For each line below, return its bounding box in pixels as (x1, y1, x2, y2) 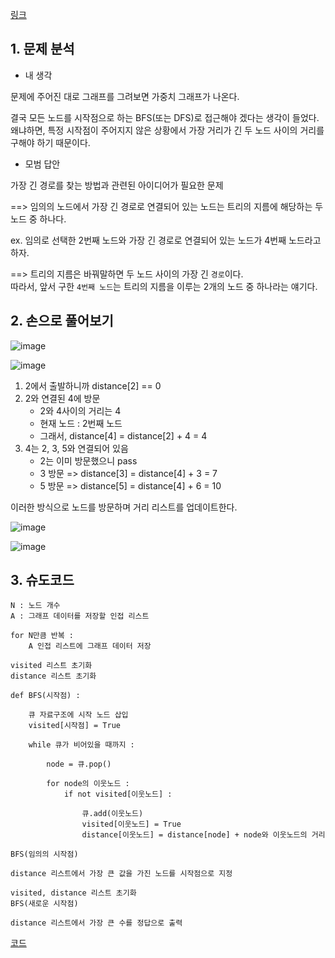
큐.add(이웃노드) (81, 809, 144, 819)
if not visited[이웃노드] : (63, 789, 173, 800)
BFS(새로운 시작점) (10, 899, 79, 909)
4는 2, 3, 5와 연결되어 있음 (24, 442, 129, 454)
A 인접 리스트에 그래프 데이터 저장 (28, 641, 152, 652)
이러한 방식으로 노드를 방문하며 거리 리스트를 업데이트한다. (10, 501, 238, 513)
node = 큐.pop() (46, 759, 112, 770)
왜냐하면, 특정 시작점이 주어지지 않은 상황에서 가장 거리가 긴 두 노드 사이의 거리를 (10, 124, 325, 136)
